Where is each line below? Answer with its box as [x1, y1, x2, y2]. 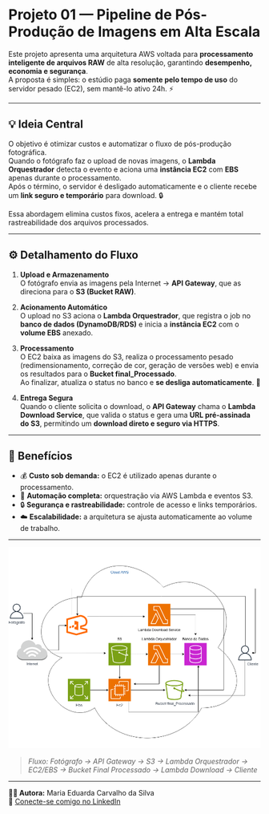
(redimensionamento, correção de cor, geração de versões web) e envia [19, 360, 259, 370]
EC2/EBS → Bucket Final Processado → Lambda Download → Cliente [27, 764, 258, 775]
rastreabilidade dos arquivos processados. [8, 217, 150, 227]
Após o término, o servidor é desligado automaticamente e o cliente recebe [8, 181, 258, 191]
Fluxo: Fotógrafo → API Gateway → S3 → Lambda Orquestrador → [27, 756, 248, 766]
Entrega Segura [19, 393, 74, 403]
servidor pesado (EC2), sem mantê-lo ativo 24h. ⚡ [8, 83, 175, 93]
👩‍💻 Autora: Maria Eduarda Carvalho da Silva [8, 788, 155, 797]
